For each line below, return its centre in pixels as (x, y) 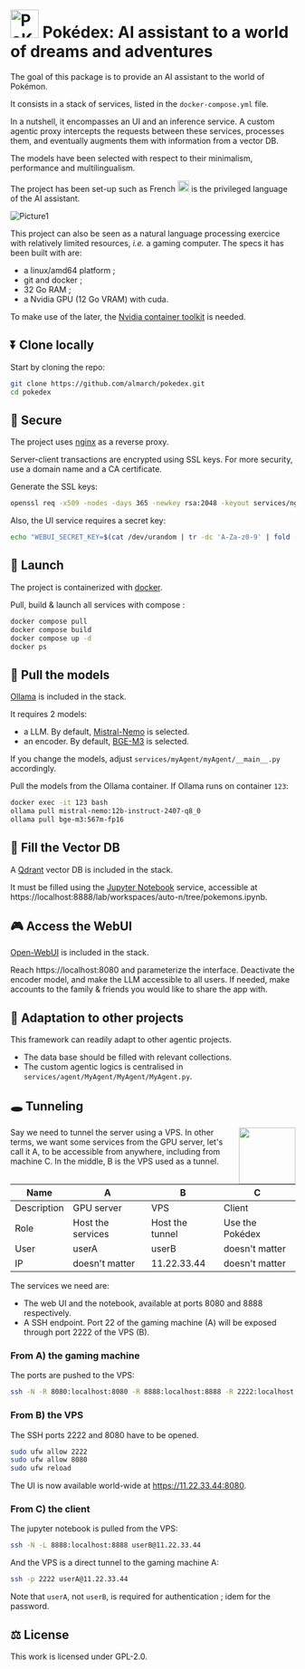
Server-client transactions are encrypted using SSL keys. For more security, (152, 460)
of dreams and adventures (112, 52)
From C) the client (50, 1510)
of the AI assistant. (45, 198)
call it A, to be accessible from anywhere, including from (115, 1152)
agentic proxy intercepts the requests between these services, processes (148, 130)
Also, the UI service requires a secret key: (88, 521)
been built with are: (46, 253)
